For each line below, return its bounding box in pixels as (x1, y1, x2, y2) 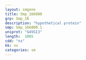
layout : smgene (5, 7, 36, 12)
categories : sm (5, 47, 36, 52)
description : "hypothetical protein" (5, 20, 82, 26)
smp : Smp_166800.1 (5, 25, 42, 30)
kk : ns (5, 43, 18, 48)
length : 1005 (5, 34, 34, 39)
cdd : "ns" (5, 39, 25, 44)
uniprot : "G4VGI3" (5, 30, 42, 34)
